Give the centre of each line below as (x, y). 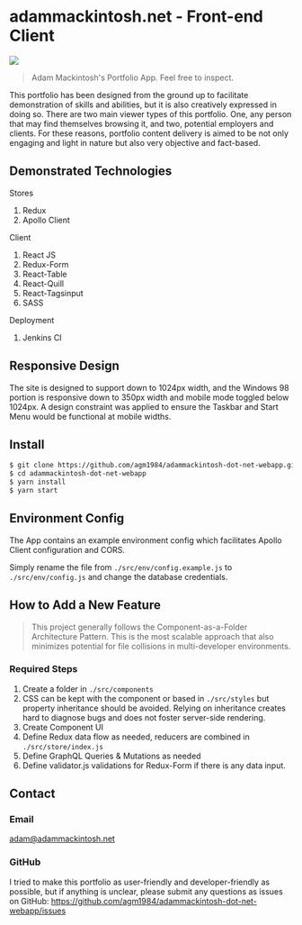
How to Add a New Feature (85, 605)
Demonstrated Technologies (91, 172)
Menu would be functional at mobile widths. (90, 416)
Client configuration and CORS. (67, 549)
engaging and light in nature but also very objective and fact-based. (135, 142)
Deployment (32, 320)
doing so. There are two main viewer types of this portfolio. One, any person (151, 113)
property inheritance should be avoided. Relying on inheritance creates (154, 708)
